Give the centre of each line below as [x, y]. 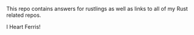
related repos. [24, 15]
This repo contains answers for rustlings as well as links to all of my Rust [97, 9]
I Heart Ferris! [23, 27]
